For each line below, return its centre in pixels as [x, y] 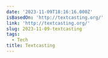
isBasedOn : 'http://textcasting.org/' [55, 18]
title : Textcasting [31, 46]
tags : [13, 34]
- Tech [20, 40]
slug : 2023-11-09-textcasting [44, 29]
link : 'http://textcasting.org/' [48, 23]
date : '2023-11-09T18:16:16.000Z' [50, 12]
